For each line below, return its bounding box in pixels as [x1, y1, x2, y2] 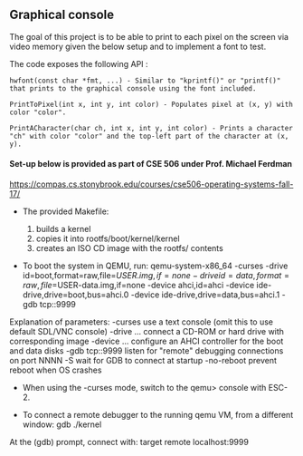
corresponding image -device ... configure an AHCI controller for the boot [9, 335, 284, 347]
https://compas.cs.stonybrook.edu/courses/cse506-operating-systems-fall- [9, 179, 294, 189]
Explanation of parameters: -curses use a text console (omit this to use [9, 316, 274, 327]
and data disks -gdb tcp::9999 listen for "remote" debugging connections [9, 345, 284, 356]
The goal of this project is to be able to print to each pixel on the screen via [9, 31, 289, 42]
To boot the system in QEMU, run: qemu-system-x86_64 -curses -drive [22, 260, 289, 271]
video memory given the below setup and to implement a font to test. [9, 41, 267, 52]
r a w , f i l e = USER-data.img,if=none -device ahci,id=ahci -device [22, 280, 255, 291]
